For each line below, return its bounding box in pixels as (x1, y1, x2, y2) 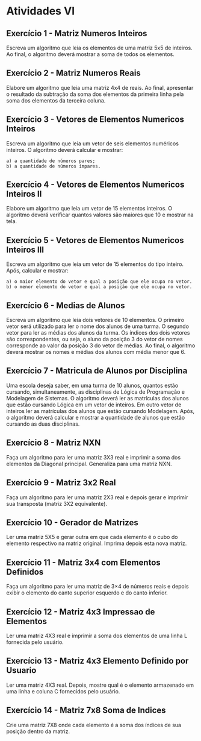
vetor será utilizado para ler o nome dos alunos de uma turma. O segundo (6, 323, 190, 330)
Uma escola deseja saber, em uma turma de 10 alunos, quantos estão (6, 382, 179, 389)
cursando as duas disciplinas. (6, 420, 80, 427)
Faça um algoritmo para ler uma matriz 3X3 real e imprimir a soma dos (6, 453, 181, 461)
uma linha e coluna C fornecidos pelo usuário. (6, 687, 120, 695)
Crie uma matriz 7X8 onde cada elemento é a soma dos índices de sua (6, 721, 182, 728)
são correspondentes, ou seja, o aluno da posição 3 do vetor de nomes (6, 336, 184, 343)
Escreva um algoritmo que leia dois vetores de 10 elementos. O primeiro (6, 317, 185, 324)
